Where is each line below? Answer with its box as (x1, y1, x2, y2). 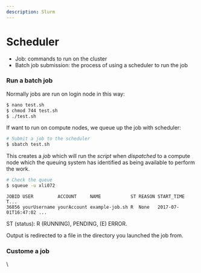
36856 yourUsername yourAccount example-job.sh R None (6, 204, 150, 210)
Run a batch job (6, 76, 53, 85)
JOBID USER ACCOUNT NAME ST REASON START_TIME (6, 193, 185, 200)
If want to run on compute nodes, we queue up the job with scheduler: (6, 124, 181, 131)
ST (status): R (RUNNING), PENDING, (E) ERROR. (6, 220, 128, 227)
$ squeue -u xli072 (6, 183, 56, 189)
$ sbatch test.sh (6, 142, 50, 148)
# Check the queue (6, 177, 53, 183)
